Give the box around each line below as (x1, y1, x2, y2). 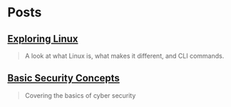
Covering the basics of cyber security (24, 91, 136, 100)
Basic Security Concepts (7, 72, 120, 84)
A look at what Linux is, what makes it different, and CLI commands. (24, 51, 225, 60)
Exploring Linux (7, 33, 78, 45)
